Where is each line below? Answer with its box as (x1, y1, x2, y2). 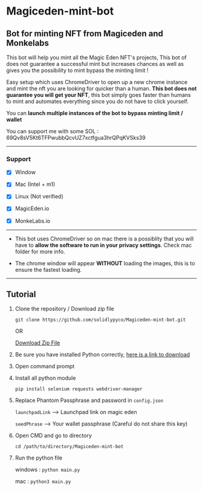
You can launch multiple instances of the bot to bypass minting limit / (6, 110, 183, 116)
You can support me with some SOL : (6, 128, 99, 134)
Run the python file (14, 454, 63, 461)
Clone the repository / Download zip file (14, 305, 115, 312)
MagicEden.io (14, 205, 50, 213)
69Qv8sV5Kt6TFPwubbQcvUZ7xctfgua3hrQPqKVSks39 (6, 134, 146, 141)
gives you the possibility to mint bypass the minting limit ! (6, 67, 149, 74)
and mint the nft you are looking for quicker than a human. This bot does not (6, 85, 197, 92)
